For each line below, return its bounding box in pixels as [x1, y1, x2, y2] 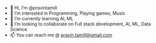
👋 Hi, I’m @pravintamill [10, 5, 57, 11]
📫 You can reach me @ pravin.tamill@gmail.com [10, 32, 112, 38]
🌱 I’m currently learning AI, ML [10, 16, 73, 21]
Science [10, 26, 27, 32]
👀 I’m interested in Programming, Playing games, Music [10, 10, 126, 16]
